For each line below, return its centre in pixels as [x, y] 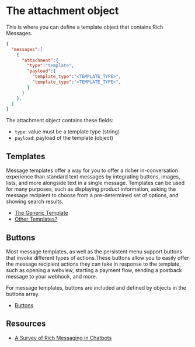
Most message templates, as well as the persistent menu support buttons [94, 251]
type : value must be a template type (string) [67, 132]
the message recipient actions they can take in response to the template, [93, 264]
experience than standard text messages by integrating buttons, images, [93, 177]
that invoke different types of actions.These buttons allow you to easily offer [97, 257]
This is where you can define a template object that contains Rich [85, 27]
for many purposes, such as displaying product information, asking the [91, 189]
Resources [26, 324]
